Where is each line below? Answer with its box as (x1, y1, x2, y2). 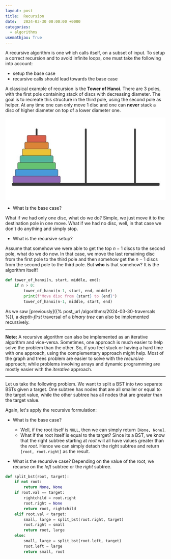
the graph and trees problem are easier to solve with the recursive (5, 355, 144, 361)
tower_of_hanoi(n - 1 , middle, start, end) (23, 299, 113, 304)
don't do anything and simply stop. (5, 226, 78, 232)
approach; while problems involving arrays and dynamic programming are (5, 360, 160, 367)
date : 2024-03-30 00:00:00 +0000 (5, 19, 81, 24)
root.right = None (23, 500, 63, 506)
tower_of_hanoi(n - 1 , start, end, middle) (23, 288, 113, 293)
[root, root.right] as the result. (20, 448, 90, 454)
